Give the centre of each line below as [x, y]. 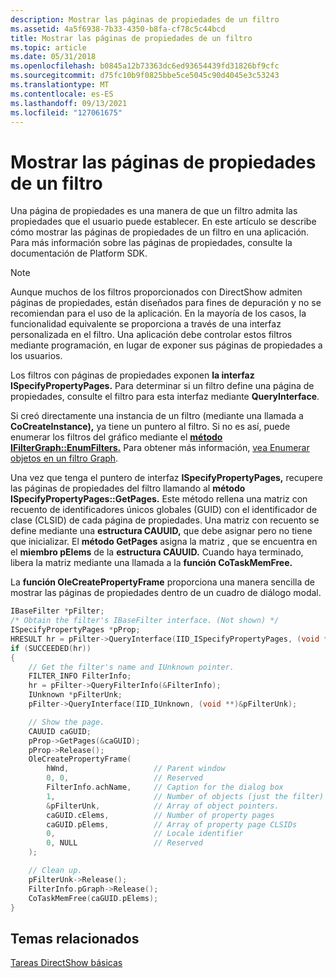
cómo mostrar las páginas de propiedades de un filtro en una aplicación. [160, 232]
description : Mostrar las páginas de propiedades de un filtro [145, 19]
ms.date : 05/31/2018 [53, 57]
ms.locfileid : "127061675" [66, 112]
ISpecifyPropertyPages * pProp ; [75, 630]
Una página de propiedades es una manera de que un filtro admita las [154, 211]
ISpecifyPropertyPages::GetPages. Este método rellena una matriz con [159, 499]
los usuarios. [36, 356]
